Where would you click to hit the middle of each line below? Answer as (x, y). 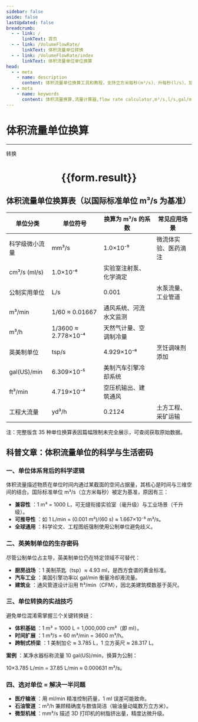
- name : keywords (38, 94)
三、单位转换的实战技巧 (39, 602)
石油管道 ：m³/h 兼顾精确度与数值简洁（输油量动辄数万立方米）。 (93, 706)
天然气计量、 (121, 328)
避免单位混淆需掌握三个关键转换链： (50, 615)
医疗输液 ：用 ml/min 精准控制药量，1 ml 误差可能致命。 (82, 699)
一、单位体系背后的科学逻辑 (45, 471)
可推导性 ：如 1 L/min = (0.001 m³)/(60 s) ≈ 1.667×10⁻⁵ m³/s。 (89, 520)
